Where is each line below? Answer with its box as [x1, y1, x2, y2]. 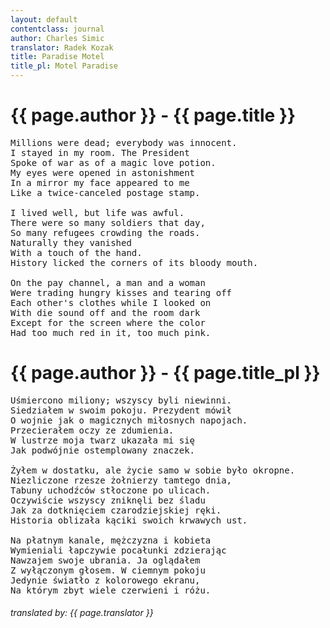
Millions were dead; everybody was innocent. [10, 137, 238, 148]
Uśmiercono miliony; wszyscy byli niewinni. [10, 394, 233, 406]
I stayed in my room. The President [10, 147, 190, 158]
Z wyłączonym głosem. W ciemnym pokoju [10, 564, 206, 576]
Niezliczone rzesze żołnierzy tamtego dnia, [10, 474, 233, 486]
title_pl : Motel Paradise [10, 61, 118, 71]
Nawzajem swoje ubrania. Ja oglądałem [10, 554, 201, 566]
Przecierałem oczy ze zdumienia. [10, 424, 175, 436]
